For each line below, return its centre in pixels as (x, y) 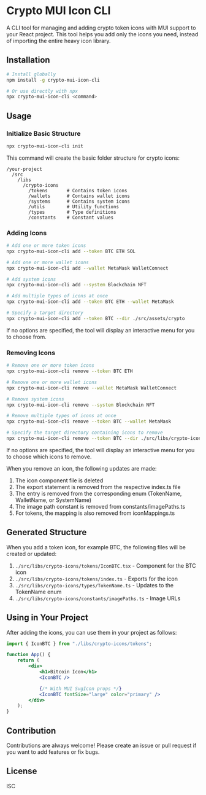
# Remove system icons (35, 399)
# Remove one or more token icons (51, 366)
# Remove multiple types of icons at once (61, 416)
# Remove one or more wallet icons (52, 382)
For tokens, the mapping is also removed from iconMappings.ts (95, 513)
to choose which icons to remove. (49, 456)
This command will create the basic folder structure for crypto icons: (93, 158)
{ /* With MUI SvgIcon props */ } (80, 689)
